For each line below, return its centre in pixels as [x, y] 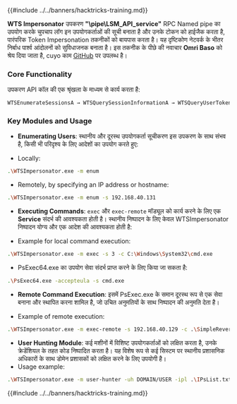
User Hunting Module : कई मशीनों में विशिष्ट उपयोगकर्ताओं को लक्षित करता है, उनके [117, 343]
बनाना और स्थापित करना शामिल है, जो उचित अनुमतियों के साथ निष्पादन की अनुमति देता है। [119, 302]
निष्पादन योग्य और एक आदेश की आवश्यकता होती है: [75, 227]
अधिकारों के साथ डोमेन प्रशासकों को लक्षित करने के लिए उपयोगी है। [92, 358]
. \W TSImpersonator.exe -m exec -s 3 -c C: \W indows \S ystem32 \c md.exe [110, 254]
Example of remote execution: [61, 316]
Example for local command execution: [74, 241]
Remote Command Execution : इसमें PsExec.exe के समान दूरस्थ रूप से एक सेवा [120, 294]
